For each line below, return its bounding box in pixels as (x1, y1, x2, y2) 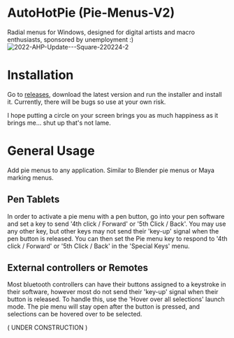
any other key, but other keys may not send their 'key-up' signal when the (7, 226, 219, 235)
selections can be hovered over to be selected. (7, 310, 142, 318)
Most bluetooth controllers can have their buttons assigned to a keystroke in (7, 280, 226, 289)
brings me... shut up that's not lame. (7, 118, 111, 127)
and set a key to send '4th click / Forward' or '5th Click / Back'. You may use (7, 220, 226, 228)
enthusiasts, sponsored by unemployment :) (7, 35, 134, 43)
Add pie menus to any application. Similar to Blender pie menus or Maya (7, 166, 215, 174)
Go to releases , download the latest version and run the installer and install (7, 90, 222, 98)
